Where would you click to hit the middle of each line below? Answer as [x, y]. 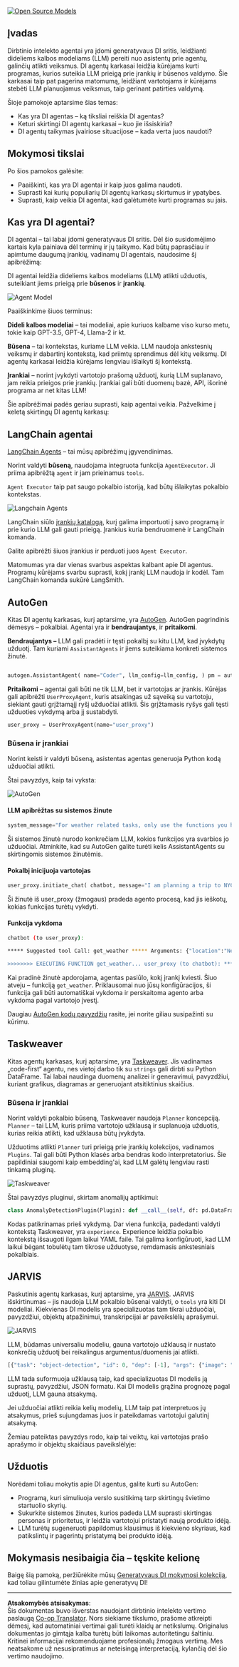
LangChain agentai [50, 434]
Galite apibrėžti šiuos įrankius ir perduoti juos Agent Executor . [97, 551]
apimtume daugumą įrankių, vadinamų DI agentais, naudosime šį [102, 255]
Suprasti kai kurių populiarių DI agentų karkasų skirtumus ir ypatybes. [119, 192]
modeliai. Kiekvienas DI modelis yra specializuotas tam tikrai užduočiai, [112, 1309]
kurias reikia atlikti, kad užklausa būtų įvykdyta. [76, 1133]
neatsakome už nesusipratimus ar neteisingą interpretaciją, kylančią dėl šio [117, 1648]
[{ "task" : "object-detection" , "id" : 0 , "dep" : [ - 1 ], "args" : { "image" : [117, 1365]
